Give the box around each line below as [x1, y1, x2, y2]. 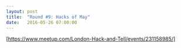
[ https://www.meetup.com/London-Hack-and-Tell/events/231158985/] [6, 36, 176, 43]
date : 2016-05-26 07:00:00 [6, 19, 77, 25]
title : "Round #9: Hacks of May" [6, 14, 91, 20]
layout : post [6, 8, 38, 15]
